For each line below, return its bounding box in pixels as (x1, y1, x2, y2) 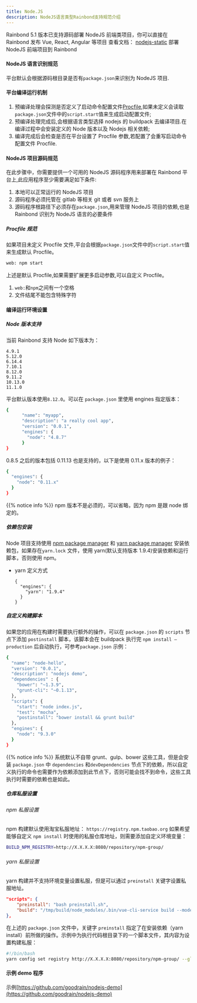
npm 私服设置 (6, 806, 39, 813)
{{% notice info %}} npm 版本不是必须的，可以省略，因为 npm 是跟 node (6, 501, 182, 509)
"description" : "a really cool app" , (21, 418, 114, 424)
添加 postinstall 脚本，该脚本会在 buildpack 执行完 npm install (16, 635, 172, 642)
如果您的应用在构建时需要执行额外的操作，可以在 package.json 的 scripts (6, 628, 184, 635)
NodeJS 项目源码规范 (6, 154, 59, 162)
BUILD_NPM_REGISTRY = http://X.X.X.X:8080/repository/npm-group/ (6, 845, 164, 851)
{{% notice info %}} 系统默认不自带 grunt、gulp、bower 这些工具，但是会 (6, 754, 184, 761)
